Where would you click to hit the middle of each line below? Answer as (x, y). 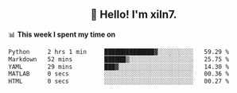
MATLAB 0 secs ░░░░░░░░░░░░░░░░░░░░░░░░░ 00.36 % (118, 74)
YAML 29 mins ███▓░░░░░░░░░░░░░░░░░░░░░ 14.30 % (118, 67)
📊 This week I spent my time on (62, 34)
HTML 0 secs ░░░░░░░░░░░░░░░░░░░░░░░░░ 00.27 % (118, 81)
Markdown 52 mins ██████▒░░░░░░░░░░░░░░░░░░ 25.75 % (118, 59)
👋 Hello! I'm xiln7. (134, 15)
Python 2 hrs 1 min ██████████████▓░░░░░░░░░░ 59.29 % (118, 52)
